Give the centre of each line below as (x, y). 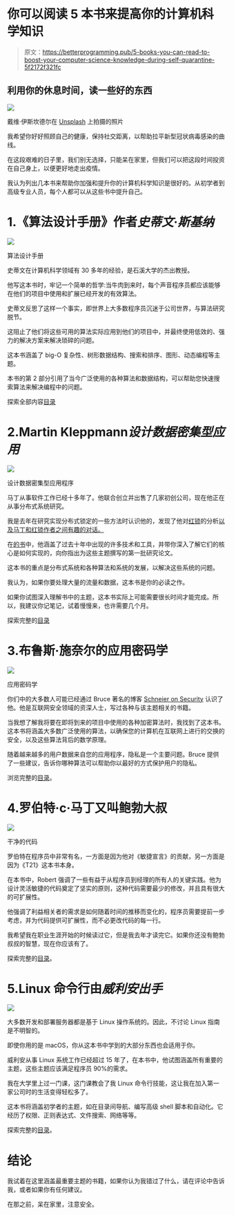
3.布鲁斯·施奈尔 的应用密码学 (88, 650)
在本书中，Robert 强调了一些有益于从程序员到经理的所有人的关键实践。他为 (114, 880)
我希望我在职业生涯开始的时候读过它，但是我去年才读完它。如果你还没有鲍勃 (116, 935)
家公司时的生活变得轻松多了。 (49, 1092)
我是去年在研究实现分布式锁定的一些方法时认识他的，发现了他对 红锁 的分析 (113, 521)
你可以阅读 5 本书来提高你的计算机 (105, 14)
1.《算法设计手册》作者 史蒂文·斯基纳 (110, 222)
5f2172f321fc (42, 67)
